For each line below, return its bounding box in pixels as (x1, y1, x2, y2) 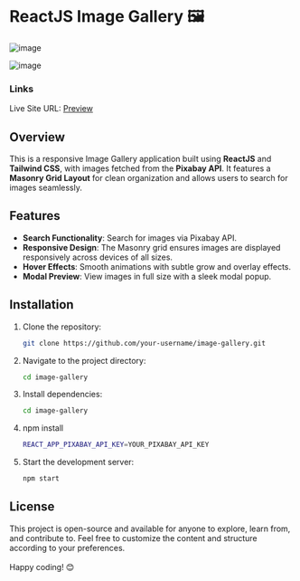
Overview (9, 129, 66, 145)
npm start (22, 474, 61, 483)
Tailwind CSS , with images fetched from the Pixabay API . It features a (9, 163, 271, 174)
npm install (22, 423, 64, 433)
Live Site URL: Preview (9, 103, 93, 114)
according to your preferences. (9, 542, 126, 553)
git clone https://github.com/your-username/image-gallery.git (22, 338, 267, 348)
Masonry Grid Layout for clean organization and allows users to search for (9, 173, 289, 184)
